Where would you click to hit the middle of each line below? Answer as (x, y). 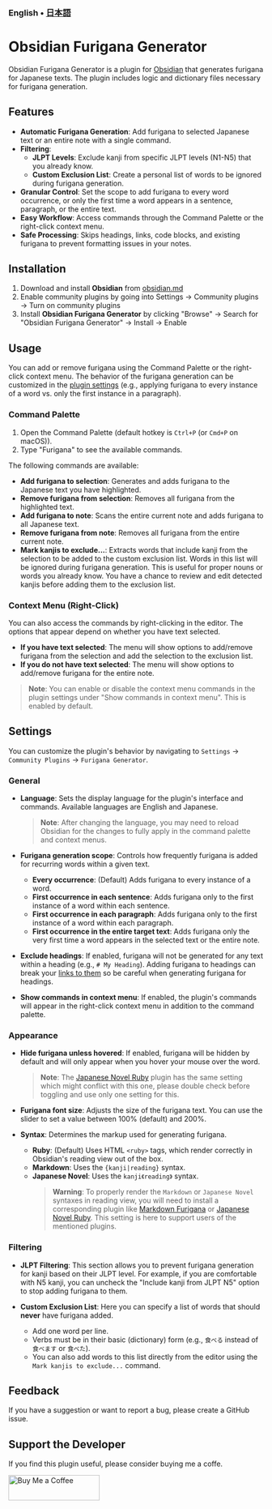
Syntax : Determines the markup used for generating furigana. (123, 1135)
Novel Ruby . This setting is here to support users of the (144, 1218)
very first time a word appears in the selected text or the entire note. (146, 940)
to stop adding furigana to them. (74, 1291)
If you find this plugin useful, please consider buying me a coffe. (116, 1464)
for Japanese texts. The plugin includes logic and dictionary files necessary (135, 78)
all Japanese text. (49, 524)
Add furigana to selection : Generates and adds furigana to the (125, 481)
